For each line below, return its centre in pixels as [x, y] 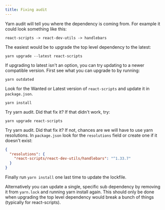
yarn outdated [20, 79]
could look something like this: [36, 29]
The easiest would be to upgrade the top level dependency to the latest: [78, 47]
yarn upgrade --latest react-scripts [44, 56]
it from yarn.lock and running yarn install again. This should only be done [80, 192]
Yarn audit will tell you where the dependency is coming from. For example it [83, 24]
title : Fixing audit [26, 10]
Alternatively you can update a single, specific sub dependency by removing [83, 187]
